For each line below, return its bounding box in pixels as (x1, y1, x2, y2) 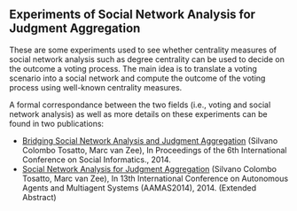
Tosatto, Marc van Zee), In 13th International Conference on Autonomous (21, 173, 289, 184)
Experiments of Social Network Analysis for (9, 7, 255, 22)
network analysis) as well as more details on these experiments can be (9, 108, 268, 119)
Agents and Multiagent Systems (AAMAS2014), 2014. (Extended (21, 182, 257, 193)
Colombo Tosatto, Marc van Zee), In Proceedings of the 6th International (21, 145, 287, 155)
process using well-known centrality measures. (9, 82, 183, 92)
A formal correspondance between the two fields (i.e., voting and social (9, 99, 271, 110)
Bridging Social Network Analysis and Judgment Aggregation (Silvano (21, 135, 278, 145)
